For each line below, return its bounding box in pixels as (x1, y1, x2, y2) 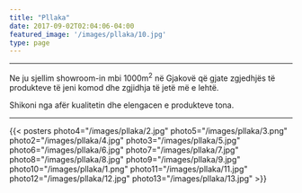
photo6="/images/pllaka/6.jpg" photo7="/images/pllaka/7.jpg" (9, 145, 239, 155)
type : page (9, 38, 50, 48)
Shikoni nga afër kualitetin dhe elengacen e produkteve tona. (9, 100, 235, 110)
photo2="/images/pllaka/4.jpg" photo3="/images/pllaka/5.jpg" (9, 135, 241, 145)
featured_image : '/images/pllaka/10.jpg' (9, 30, 167, 39)
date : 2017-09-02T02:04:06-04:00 (9, 22, 135, 31)
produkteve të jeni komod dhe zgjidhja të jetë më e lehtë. (9, 82, 219, 92)
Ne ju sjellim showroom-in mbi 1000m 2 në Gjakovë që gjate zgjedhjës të (9, 71, 276, 83)
